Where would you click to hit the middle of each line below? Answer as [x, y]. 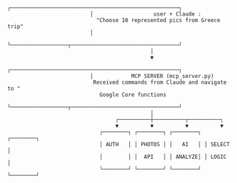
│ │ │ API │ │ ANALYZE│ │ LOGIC [163, 157]
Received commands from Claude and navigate [160, 82]
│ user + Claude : [145, 14]
